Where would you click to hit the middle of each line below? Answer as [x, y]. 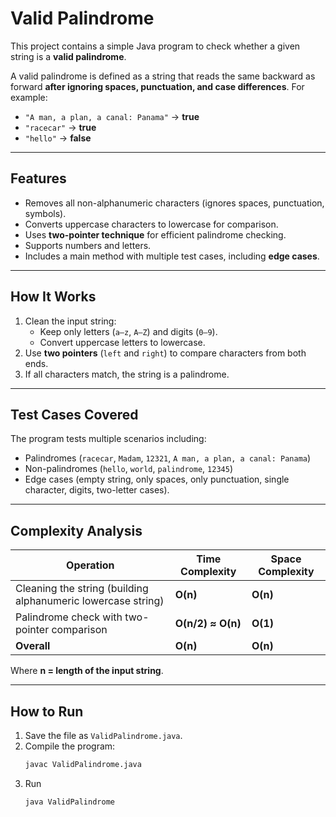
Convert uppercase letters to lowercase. [122, 342]
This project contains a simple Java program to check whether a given [155, 46]
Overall [33, 646]
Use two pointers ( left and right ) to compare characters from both [165, 353]
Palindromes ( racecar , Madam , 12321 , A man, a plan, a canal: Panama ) [168, 458]
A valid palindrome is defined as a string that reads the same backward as [163, 76]
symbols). [45, 213]
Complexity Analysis [76, 530]
